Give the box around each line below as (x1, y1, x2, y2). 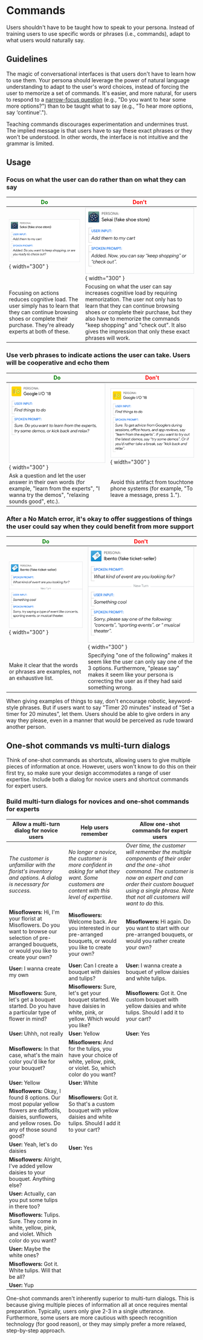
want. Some (68, 874, 98, 881)
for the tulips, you (68, 1045, 112, 1052)
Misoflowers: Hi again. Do (126, 918, 192, 925)
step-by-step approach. (6, 1327, 66, 1335)
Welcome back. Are (68, 918, 117, 925)
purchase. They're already (8, 321, 74, 329)
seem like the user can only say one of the (87, 658, 193, 666)
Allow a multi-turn (11, 821, 60, 828)
